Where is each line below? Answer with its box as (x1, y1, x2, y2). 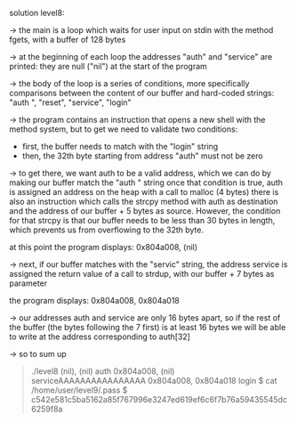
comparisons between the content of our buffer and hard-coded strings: (9, 88, 275, 98)
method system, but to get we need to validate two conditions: (9, 124, 238, 134)
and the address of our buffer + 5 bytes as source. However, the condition (9, 206, 281, 216)
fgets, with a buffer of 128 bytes (9, 35, 126, 45)
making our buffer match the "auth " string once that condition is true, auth (9, 177, 283, 188)
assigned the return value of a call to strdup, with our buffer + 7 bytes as (9, 269, 275, 279)
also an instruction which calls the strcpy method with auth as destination (9, 196, 278, 207)
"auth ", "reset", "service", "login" (9, 97, 132, 108)
